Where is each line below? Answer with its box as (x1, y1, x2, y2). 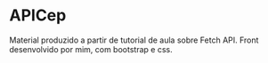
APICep (9, 5, 67, 26)
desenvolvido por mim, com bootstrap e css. (9, 43, 173, 54)
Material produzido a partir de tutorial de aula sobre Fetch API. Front (9, 35, 259, 45)
